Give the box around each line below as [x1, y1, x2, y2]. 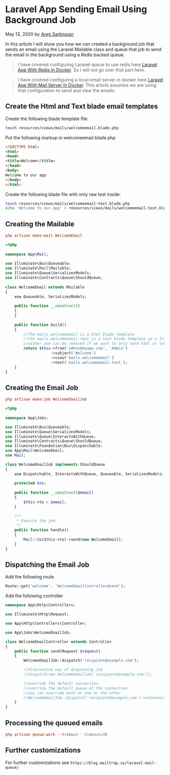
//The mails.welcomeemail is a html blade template [23, 332, 135, 337]
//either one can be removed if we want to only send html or [23, 341, 157, 346]
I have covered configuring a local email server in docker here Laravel [17, 76, 163, 83]
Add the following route [5, 574, 54, 580]
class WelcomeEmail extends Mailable [5, 285, 85, 290]
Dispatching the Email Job [5, 561, 90, 569]
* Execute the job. [16, 518, 58, 523]
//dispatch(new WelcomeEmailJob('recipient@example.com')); [23, 672, 153, 677]
